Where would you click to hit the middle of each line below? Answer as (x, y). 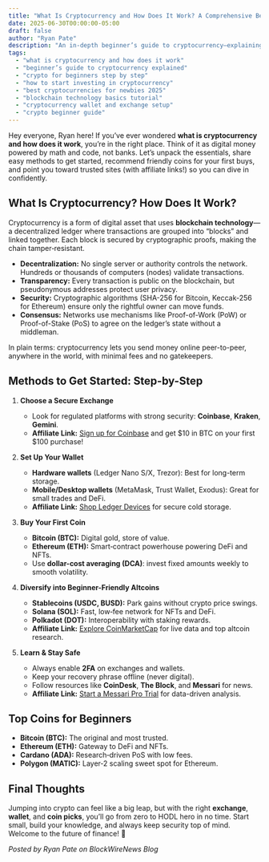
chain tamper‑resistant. (47, 248)
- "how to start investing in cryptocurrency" (94, 83)
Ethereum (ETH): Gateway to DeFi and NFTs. (94, 747)
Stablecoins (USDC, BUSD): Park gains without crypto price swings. (145, 603)
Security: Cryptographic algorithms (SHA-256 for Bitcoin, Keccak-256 (136, 297)
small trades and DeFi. (69, 498)
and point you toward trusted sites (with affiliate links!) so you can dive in (129, 170)
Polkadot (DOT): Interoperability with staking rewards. (121, 620)
